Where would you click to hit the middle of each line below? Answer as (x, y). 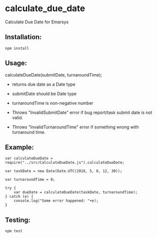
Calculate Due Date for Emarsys (37, 22)
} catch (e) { (19, 197)
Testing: (18, 220)
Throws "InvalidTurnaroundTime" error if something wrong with (75, 127)
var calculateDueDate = (29, 159)
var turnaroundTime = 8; (30, 180)
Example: (19, 147)
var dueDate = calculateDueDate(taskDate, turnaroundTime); (76, 192)
